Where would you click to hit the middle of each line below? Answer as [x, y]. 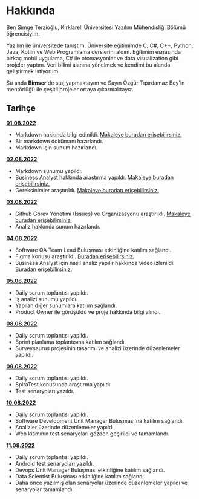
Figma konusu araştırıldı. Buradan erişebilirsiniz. [75, 256]
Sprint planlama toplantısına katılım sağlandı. [70, 342]
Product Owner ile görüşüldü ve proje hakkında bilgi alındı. [88, 311]
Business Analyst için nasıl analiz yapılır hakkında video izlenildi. [95, 263]
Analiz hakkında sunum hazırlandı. [58, 226]
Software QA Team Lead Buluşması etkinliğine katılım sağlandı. [93, 250]
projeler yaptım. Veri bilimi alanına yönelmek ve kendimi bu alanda [88, 65]
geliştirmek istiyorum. [33, 71]
